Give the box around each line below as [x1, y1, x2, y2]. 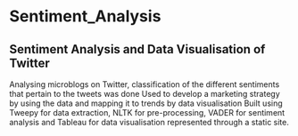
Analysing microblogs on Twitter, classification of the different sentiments [9, 79, 280, 90]
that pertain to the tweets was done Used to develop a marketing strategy [9, 89, 281, 99]
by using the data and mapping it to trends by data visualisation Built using [9, 98, 283, 108]
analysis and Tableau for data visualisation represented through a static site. [9, 117, 290, 127]
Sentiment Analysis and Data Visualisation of [9, 42, 266, 57]
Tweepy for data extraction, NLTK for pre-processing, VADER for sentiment [9, 108, 286, 117]
